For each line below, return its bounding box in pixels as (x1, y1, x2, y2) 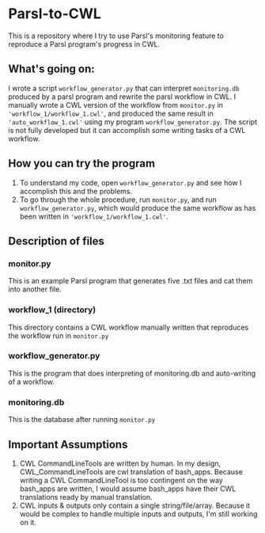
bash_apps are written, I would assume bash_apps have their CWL (19, 484, 237, 493)
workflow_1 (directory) (8, 304, 97, 315)
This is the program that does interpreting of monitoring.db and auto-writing (8, 368, 256, 378)
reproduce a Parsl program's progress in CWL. (8, 39, 161, 48)
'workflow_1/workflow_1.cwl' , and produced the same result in (8, 109, 214, 118)
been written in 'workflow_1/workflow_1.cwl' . (19, 211, 168, 221)
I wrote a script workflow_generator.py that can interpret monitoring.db (8, 83, 240, 93)
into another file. (8, 284, 62, 294)
